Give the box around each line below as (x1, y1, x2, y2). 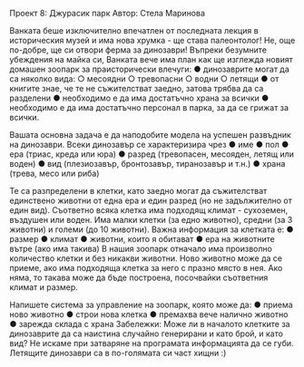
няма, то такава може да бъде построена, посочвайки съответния (9, 272, 269, 283)
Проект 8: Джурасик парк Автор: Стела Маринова (9, 8, 206, 18)
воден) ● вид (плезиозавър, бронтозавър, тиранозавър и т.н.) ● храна (9, 159, 286, 169)
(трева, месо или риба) (9, 168, 100, 179)
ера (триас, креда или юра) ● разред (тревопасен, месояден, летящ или (9, 149, 295, 159)
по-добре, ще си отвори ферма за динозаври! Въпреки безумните (9, 44, 268, 55)
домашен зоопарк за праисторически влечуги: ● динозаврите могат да (9, 63, 290, 74)
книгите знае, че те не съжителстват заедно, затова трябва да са (9, 83, 264, 93)
